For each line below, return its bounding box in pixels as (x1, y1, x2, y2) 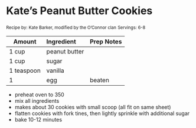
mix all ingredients (14, 97, 60, 104)
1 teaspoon (9, 66, 41, 75)
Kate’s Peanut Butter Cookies (6, 4, 153, 18)
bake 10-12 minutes (14, 116, 63, 123)
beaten (89, 76, 109, 84)
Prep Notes (89, 37, 122, 45)
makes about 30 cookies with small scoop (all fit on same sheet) (14, 103, 171, 110)
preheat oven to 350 (14, 91, 65, 98)
